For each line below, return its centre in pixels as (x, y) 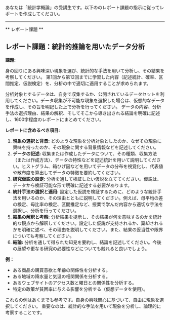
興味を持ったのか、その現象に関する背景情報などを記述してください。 (86, 147)
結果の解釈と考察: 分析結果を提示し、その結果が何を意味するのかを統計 (87, 217)
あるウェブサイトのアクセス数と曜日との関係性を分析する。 (74, 283)
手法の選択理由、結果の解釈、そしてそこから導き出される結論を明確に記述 (83, 113)
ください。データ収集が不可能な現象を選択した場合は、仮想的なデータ (92, 100)
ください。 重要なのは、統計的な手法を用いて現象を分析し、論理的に (90, 306)
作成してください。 (43, 14)
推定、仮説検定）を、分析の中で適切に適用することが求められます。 (80, 83)
